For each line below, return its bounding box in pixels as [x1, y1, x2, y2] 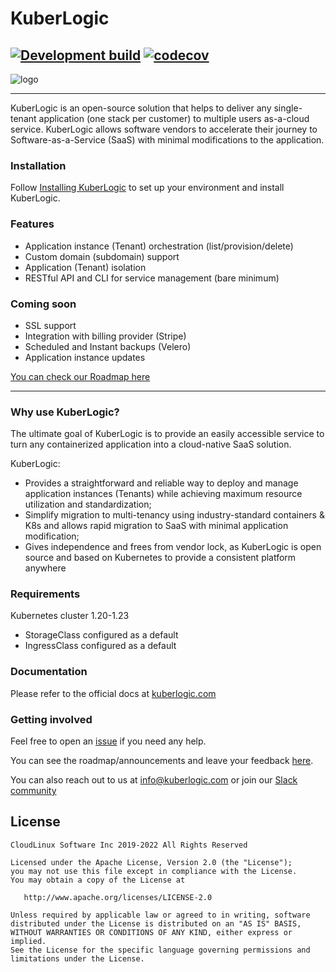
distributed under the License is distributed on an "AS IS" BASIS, [10, 918, 302, 929]
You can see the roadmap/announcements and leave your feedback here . [10, 755, 314, 767]
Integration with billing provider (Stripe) [24, 330, 187, 342]
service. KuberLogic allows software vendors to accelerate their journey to [10, 123, 318, 135]
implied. [10, 936, 47, 946]
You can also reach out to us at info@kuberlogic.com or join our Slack [10, 774, 298, 786]
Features [10, 217, 55, 231]
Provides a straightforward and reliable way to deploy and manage [24, 477, 299, 489]
